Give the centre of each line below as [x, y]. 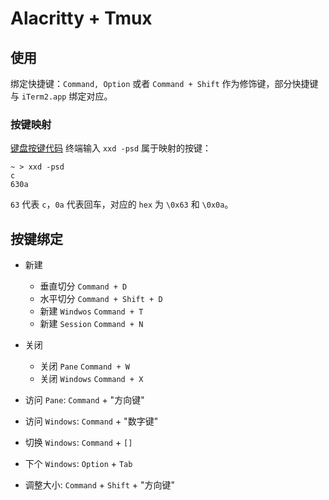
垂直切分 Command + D [83, 286]
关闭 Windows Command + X [91, 379]
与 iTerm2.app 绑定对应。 [61, 96]
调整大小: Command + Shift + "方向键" [100, 485]
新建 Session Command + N [91, 324]
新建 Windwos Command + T [91, 311]
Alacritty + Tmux [81, 18]
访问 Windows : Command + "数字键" [91, 421]
